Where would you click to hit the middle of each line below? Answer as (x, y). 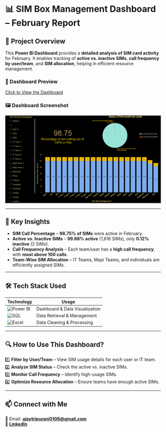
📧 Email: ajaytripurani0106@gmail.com (46, 419)
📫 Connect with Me (36, 405)
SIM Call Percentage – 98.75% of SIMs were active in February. (78, 234)
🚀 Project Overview (35, 41)
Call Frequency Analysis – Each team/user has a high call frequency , (84, 249)
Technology (20, 302)
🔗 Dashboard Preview (31, 82)
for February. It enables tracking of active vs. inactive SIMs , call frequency (82, 58)
